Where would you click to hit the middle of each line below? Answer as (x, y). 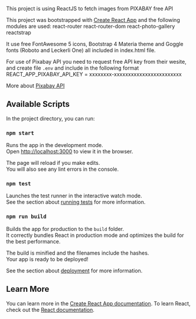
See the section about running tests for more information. (76, 202)
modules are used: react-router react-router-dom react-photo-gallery (91, 26)
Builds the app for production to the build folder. (65, 229)
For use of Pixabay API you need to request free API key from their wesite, (97, 62)
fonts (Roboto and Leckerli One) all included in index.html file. (81, 50)
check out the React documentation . (50, 310)
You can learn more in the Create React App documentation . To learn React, (98, 303)
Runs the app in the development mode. (55, 145)
